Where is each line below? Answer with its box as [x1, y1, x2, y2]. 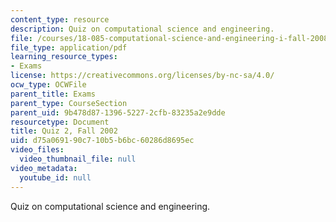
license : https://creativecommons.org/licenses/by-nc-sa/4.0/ [10, 71, 275, 81]
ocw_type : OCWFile [10, 80, 87, 90]
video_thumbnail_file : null [19, 154, 137, 164]
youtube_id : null [19, 172, 92, 183]
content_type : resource [10, 14, 110, 25]
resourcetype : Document [10, 117, 110, 127]
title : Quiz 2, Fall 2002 [10, 126, 118, 136]
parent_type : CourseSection [10, 98, 128, 108]
